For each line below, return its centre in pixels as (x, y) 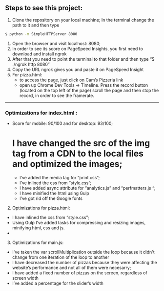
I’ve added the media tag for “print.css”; (60, 177)
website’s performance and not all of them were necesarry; (72, 267)
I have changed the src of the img (81, 143)
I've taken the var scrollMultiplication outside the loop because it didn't (83, 252)
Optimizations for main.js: (38, 242)
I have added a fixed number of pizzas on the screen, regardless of (80, 273)
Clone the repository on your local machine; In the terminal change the (83, 20)
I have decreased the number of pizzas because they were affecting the (84, 262)
